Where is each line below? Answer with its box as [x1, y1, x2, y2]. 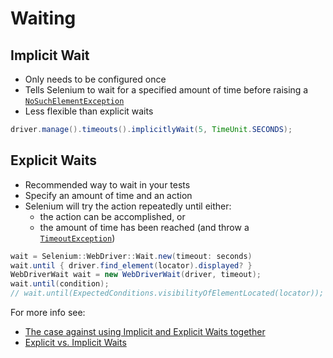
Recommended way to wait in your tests [24, 178, 191, 191]
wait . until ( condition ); [10, 279, 110, 289]
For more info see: [10, 307, 86, 319]
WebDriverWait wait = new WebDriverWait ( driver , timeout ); [10, 270, 262, 280]
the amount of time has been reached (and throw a [39, 221, 250, 233]
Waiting [10, 7, 77, 30]
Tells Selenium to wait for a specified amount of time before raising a [24, 84, 309, 96]
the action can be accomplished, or [39, 210, 186, 222]
